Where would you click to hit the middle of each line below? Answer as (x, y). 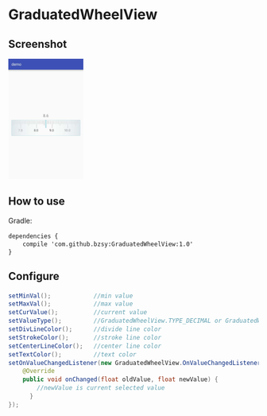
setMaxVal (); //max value (71, 304)
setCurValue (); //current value (78, 313)
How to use (37, 202)
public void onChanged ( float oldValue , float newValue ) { (120, 379)
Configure (34, 276)
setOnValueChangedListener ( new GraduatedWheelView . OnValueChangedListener (135, 363)
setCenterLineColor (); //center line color (85, 346)
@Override (39, 371)
